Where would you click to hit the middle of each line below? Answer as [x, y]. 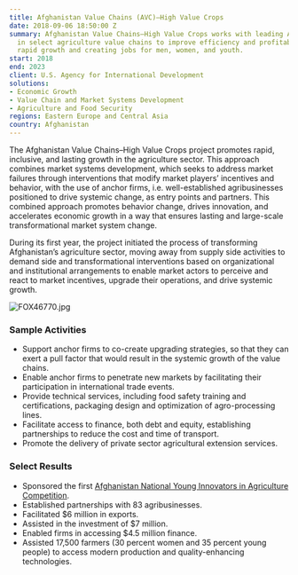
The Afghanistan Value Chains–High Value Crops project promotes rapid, [142, 150]
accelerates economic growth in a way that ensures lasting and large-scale [146, 216]
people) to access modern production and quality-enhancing [133, 552]
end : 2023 [27, 67]
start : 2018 [31, 59]
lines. [32, 415]
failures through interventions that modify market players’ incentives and [142, 178]
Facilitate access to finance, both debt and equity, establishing [136, 425]
